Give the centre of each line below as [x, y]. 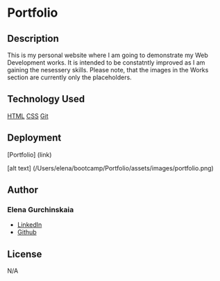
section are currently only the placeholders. [69, 77]
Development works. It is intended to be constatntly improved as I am [106, 63]
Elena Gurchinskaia [41, 209]
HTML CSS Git [28, 115]
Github [27, 232]
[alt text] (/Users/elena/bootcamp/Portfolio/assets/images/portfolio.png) [110, 168]
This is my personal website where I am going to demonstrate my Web [108, 55]
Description [33, 39]
